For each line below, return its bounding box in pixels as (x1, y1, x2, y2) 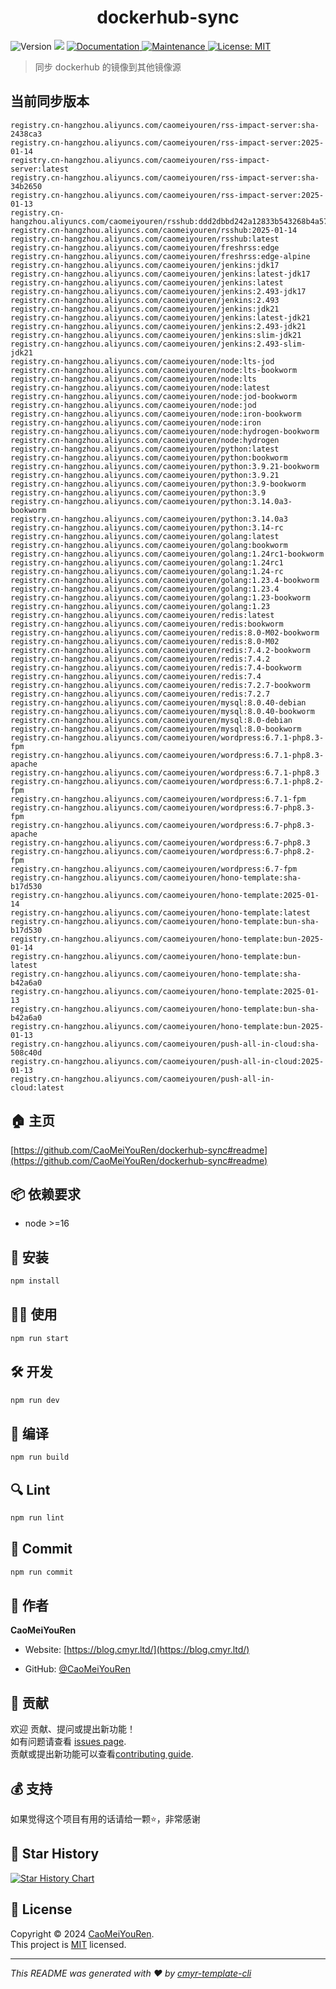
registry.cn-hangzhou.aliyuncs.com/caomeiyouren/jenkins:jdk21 (10, 304, 280, 314)
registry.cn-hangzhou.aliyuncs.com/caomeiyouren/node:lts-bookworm (10, 365, 298, 375)
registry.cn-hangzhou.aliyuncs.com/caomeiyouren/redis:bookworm (10, 619, 284, 629)
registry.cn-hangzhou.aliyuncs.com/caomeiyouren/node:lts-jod (10, 356, 275, 366)
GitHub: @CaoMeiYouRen (24, 1663, 131, 1675)
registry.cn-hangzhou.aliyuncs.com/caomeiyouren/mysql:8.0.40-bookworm (10, 706, 315, 716)
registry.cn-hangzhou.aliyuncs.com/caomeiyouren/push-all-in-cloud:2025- (10, 1056, 325, 1066)
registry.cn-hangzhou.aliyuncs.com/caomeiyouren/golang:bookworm (10, 540, 288, 550)
